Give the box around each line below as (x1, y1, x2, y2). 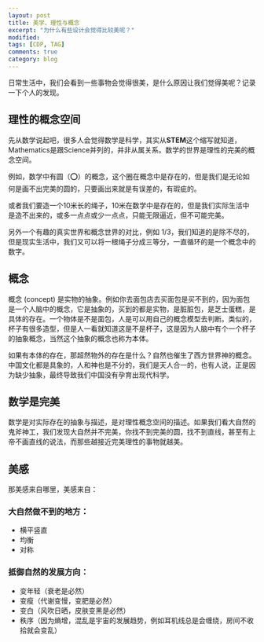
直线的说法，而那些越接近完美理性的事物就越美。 (28, 437, 187, 446)
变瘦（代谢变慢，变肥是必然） (19, 596, 116, 605)
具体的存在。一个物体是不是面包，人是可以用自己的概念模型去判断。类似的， (8, 314, 256, 323)
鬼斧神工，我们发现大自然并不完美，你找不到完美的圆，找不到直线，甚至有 (8, 427, 249, 437)
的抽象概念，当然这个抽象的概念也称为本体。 (8, 333, 153, 343)
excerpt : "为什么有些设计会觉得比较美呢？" (8, 26, 135, 34)
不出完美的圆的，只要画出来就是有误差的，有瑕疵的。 (28, 184, 201, 193)
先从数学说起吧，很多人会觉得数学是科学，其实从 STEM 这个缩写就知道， (8, 135, 241, 145)
